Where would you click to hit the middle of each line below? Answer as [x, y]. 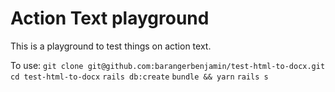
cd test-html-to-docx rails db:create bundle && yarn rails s [139, 77]
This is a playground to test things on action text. [111, 46]
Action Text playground [110, 18]
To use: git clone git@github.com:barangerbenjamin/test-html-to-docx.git [168, 65]
